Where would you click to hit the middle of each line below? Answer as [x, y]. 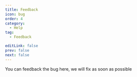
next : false [17, 55]
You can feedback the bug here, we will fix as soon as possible [68, 69]
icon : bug [15, 14]
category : [15, 23]
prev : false [17, 50]
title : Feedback [22, 10]
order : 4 [14, 19]
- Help [16, 28]
